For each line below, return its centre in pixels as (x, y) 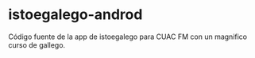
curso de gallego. (37, 44)
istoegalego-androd (75, 15)
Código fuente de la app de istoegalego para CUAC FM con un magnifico (128, 37)
